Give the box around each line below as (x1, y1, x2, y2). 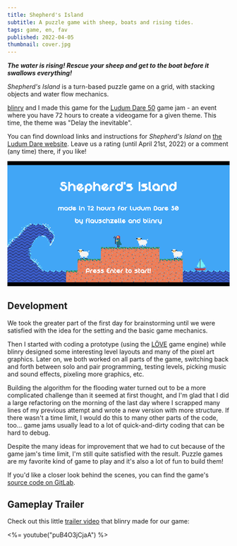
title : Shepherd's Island (7, 11, 83, 18)
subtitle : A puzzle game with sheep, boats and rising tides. (7, 18, 194, 26)
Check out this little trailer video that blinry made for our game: (7, 517, 190, 526)
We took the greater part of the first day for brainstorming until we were (7, 318, 216, 327)
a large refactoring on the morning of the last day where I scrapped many (7, 398, 221, 407)
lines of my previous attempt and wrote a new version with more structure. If (7, 406, 229, 414)
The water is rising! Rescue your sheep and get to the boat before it (7, 61, 209, 70)
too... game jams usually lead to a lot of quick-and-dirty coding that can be (7, 421, 225, 429)
